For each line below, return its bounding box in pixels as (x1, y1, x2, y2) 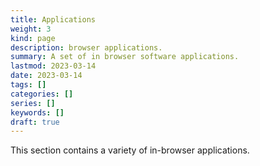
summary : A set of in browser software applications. (10, 52, 240, 62)
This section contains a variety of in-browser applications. (10, 144, 250, 156)
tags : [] (10, 80, 47, 90)
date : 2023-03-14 (10, 71, 83, 81)
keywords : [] (10, 107, 65, 118)
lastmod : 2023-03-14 (10, 61, 97, 71)
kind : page (10, 33, 56, 43)
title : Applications (10, 14, 97, 25)
